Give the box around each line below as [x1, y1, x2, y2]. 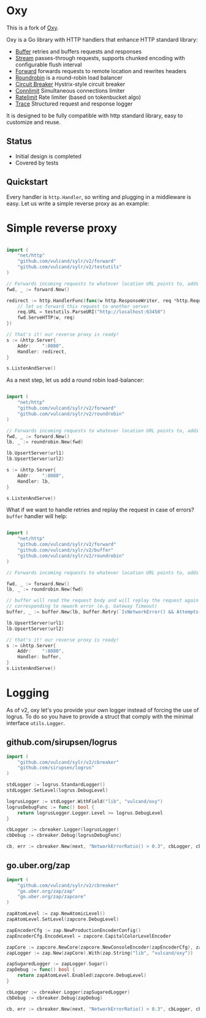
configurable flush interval [15, 61, 82, 68]
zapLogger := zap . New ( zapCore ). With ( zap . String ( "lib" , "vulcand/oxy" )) [6, 950, 193, 956]
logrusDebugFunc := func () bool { [6, 804, 95, 810]
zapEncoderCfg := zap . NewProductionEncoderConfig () [6, 927, 141, 933]
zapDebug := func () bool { [6, 966, 75, 973]
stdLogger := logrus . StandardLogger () [6, 782, 105, 788]
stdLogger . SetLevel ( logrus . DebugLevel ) [6, 787, 109, 793]
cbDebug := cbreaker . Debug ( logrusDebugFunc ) [6, 833, 122, 839]
